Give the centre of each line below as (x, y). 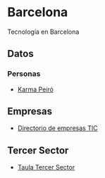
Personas (24, 74)
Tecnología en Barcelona (43, 32)
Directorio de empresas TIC (57, 128)
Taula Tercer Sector (46, 167)
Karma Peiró (36, 89)
